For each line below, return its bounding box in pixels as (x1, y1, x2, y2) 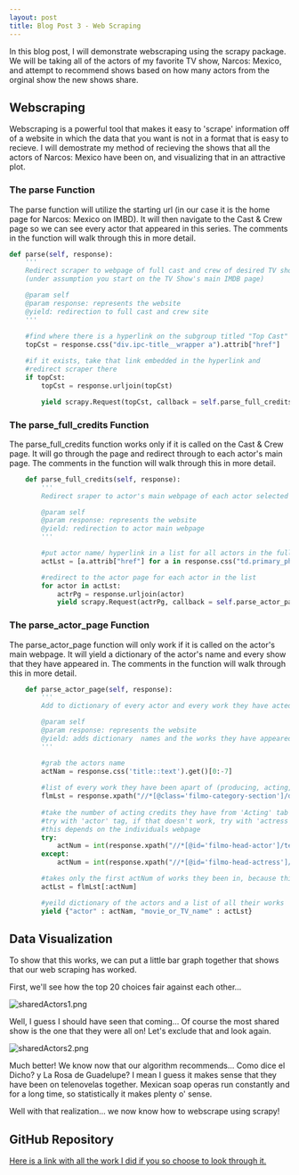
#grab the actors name (41, 759, 125, 768)
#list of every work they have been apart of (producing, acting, (41, 784, 293, 793)
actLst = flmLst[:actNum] (41, 882, 138, 892)
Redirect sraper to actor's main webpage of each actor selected (41, 491, 289, 500)
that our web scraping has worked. (9, 965, 137, 975)
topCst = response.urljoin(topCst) (41, 381, 174, 390)
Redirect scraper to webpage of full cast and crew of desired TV (25, 267, 277, 275)
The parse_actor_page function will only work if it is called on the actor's (9, 639, 276, 650)
